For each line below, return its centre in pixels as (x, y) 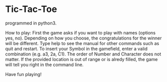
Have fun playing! (23, 74)
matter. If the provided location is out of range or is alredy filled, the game (81, 59)
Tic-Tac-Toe (31, 9)
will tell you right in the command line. (45, 64)
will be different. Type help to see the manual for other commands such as (82, 43)
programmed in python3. (31, 23)
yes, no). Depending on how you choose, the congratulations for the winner (83, 38)
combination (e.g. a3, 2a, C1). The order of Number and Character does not (83, 54)
